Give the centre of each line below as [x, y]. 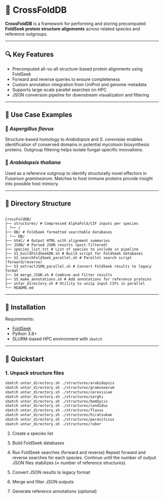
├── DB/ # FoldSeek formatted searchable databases [59, 232]
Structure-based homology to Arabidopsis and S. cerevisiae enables [74, 140]
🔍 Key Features [29, 55]
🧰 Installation [25, 307]
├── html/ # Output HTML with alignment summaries [58, 240]
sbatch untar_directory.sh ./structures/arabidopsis [60, 383]
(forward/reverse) [24, 262]
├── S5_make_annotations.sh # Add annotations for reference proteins [78, 279]
